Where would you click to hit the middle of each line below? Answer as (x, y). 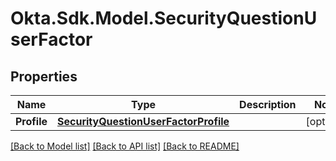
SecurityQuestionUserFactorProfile (143, 121)
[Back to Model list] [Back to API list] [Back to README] (125, 146)
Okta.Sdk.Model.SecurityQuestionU (164, 18)
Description (268, 104)
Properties (44, 76)
